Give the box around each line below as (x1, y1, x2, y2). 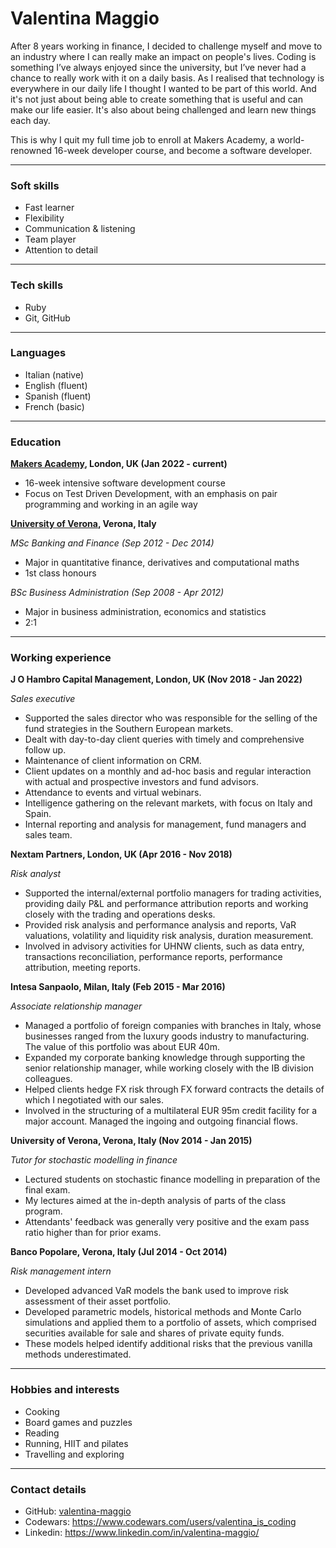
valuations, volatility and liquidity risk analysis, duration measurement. (24, 930, 314, 942)
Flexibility (24, 212, 65, 224)
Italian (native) (24, 368, 85, 381)
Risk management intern (10, 1265, 112, 1277)
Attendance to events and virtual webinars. (24, 787, 202, 799)
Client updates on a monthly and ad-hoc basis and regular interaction (24, 765, 312, 777)
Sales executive (10, 693, 76, 705)
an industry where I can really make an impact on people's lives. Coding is (10, 50, 317, 62)
